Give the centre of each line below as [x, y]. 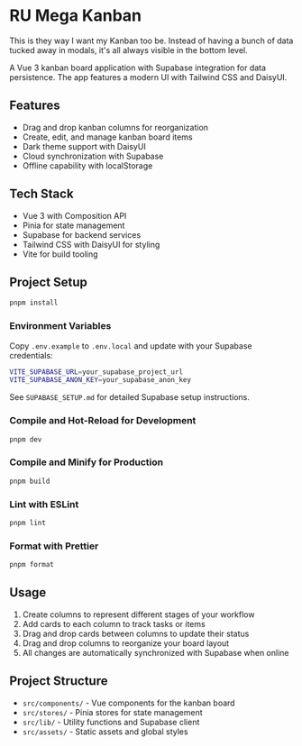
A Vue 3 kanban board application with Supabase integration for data [138, 68]
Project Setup [49, 282]
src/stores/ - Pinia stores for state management [112, 712]
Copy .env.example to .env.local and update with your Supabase [131, 346]
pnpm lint [28, 523]
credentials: [31, 355]
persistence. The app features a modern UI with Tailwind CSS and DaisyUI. [148, 77]
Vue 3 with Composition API [74, 215]
